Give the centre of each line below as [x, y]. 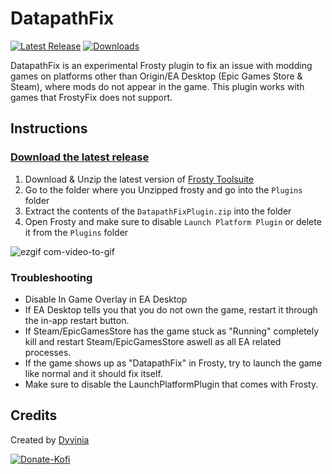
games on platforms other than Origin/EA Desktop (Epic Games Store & [156, 76]
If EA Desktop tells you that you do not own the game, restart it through [171, 309]
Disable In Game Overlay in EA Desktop [106, 299]
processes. [48, 352]
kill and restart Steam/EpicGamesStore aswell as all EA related [153, 341]
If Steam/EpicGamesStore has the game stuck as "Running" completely [172, 331]
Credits [34, 415]
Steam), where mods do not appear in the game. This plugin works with [157, 86]
